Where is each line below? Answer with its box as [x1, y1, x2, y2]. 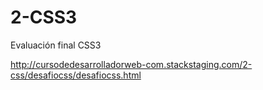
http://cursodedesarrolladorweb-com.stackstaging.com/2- [10, 58, 253, 70]
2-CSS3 [10, 6, 78, 29]
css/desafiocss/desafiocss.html [10, 69, 142, 81]
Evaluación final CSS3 [10, 39, 102, 51]
